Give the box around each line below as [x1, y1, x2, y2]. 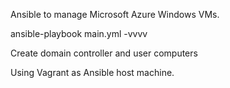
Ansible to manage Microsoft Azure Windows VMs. [10, 9, 220, 20]
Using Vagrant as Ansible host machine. [10, 67, 175, 78]
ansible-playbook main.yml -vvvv [10, 28, 148, 39]
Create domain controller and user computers [10, 47, 198, 59]
